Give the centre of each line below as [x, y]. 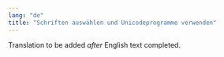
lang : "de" [26, 15]
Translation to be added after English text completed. [95, 45]
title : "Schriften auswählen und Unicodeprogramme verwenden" [112, 23]
